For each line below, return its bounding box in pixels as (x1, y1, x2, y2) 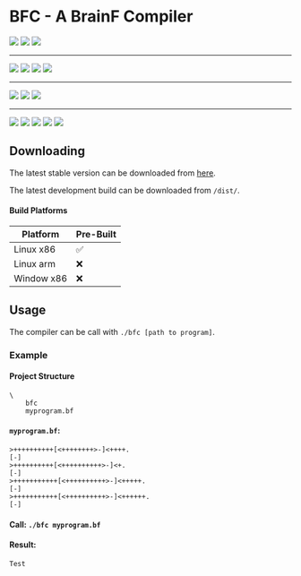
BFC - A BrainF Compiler (9, 6, 193, 27)
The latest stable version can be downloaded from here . (9, 168, 217, 178)
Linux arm (13, 257, 56, 270)
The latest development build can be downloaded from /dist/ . (9, 185, 240, 195)
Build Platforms (9, 205, 68, 216)
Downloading (9, 143, 85, 159)
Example (9, 348, 48, 361)
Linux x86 (13, 243, 56, 255)
